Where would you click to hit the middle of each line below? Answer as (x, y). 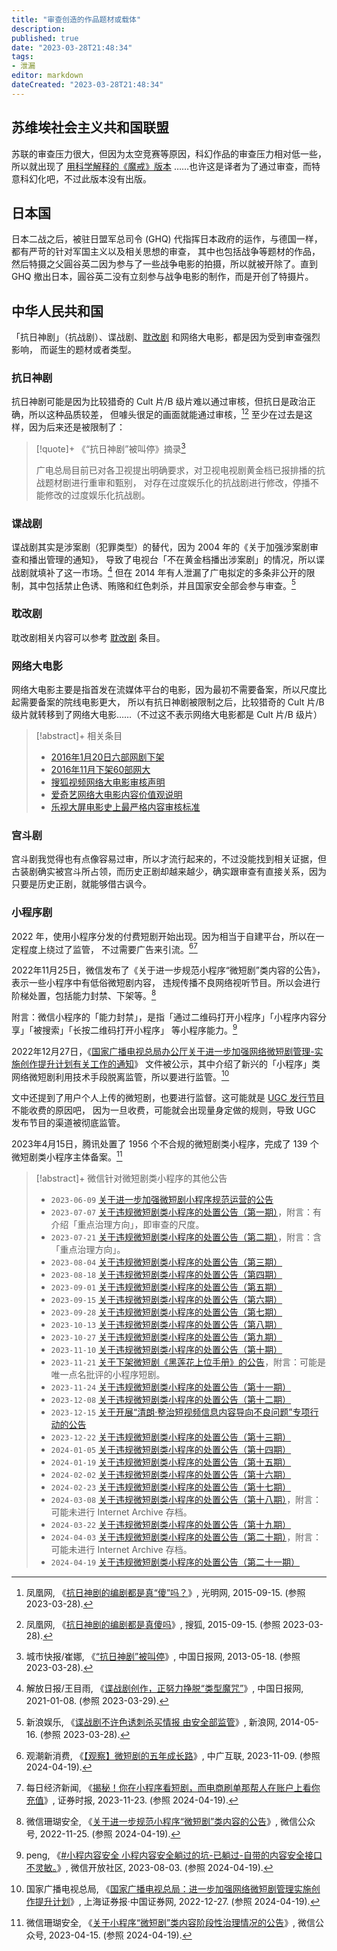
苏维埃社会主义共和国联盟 (90, 127)
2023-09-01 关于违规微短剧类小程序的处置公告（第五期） (166, 1287)
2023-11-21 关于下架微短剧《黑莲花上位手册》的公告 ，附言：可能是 (188, 1362)
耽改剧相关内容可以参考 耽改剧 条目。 (88, 637)
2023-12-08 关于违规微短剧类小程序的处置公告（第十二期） (171, 1399)
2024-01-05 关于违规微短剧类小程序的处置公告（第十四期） (171, 1449)
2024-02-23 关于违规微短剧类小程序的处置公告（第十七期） (171, 1487)
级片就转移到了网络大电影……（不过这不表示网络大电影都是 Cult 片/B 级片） (167, 714)
